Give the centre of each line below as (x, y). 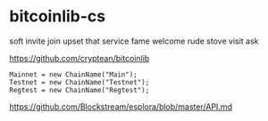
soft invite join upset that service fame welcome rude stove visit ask (134, 41)
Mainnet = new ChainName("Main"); (74, 74)
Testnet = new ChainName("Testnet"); (80, 82)
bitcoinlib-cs (57, 16)
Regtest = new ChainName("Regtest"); (80, 90)
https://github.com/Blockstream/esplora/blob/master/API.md (121, 106)
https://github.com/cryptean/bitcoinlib (80, 58)
